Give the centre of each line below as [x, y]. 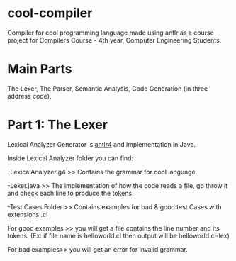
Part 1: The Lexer [58, 125]
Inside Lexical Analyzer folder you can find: [70, 158]
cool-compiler [50, 13]
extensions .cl [28, 214]
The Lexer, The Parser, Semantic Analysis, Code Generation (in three [108, 88]
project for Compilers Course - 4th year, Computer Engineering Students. [114, 40]
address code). [29, 96]
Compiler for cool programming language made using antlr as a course [111, 33]
